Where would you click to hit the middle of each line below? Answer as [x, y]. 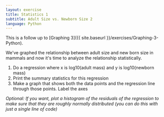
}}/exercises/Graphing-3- [132, 38]
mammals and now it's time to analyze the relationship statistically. [74, 58]
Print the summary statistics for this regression [61, 78]
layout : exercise [24, 10]
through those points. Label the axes [50, 89]
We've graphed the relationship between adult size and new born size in [80, 53]
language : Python [24, 24]
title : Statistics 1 [27, 14]
